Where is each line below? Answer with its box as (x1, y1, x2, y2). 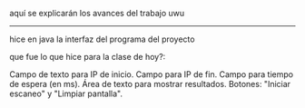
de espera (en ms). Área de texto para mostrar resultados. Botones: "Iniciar (9, 79, 291, 89)
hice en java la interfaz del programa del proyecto (9, 34, 195, 44)
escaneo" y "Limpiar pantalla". (9, 88, 123, 99)
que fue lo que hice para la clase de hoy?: (9, 52, 166, 62)
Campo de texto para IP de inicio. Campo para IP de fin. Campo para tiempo (9, 69, 293, 80)
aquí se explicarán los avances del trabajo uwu (9, 8, 184, 18)
